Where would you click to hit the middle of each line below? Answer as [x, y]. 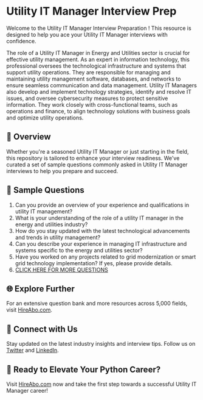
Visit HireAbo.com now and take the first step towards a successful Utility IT [101, 384]
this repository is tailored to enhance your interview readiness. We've [93, 158]
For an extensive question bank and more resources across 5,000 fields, [97, 304]
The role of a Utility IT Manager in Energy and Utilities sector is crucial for [98, 52]
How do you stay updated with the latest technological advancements [102, 230]
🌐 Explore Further [40, 289]
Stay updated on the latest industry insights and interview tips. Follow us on [101, 344]
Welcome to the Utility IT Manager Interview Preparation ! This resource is [99, 28]
